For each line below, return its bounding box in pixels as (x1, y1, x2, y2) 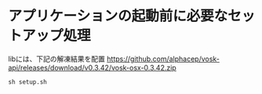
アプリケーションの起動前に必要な (8, 7, 228, 25)
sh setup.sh (8, 78, 47, 86)
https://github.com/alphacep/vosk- (107, 54, 220, 63)
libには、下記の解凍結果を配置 (8, 54, 106, 63)
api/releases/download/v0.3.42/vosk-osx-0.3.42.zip (8, 63, 176, 72)
